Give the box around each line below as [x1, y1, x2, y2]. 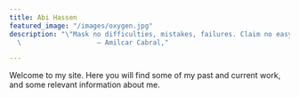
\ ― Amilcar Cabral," [17, 37, 169, 47]
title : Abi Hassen [9, 12, 77, 22]
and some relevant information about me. [9, 79, 160, 90]
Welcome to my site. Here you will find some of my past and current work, [9, 70, 281, 81]
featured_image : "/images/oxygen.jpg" [9, 21, 153, 30]
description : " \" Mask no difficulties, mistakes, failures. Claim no [9, 29, 273, 38]
